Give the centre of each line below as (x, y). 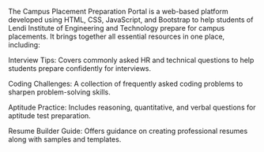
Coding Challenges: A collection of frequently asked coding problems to (126, 83)
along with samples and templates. (65, 139)
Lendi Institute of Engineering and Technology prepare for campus (117, 28)
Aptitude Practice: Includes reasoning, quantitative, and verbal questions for (132, 107)
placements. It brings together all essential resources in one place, (117, 36)
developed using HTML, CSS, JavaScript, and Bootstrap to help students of (131, 20)
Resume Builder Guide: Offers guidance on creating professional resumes (128, 131)
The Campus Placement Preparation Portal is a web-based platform (119, 11)
